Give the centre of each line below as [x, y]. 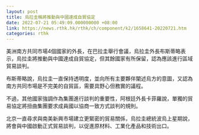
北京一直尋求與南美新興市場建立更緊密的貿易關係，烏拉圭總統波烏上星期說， [99, 118]
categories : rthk [28, 34]
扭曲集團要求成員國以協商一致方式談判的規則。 [84, 106]
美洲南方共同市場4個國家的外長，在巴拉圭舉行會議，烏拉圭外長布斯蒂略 [94, 52]
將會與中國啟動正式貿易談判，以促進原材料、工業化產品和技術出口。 [89, 126]
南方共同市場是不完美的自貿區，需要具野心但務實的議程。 [76, 86]
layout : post [22, 12]
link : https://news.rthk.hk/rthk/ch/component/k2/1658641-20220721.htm [96, 28]
